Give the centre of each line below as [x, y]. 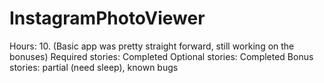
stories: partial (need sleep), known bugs [94, 67]
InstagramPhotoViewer [107, 18]
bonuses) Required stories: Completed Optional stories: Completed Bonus [161, 56]
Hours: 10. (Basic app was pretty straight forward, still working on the [152, 46]
